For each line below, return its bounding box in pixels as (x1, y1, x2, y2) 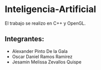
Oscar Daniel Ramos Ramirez (12, 53, 73, 59)
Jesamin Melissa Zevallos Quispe (12, 59, 82, 65)
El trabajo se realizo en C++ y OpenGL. (5, 20, 86, 26)
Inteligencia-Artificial (5, 4, 96, 15)
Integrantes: (5, 35, 44, 43)
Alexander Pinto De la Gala (12, 48, 68, 54)
